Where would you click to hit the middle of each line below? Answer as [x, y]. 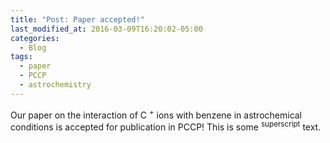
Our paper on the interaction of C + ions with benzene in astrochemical [156, 114]
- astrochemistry [55, 85]
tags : [21, 57]
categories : [35, 38]
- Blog [33, 47]
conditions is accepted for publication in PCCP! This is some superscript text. [166, 126]
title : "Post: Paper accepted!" [77, 19]
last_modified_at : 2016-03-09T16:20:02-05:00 [106, 29]
